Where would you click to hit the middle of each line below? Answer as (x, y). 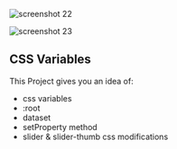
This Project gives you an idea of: (71, 81)
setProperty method (60, 127)
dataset (37, 118)
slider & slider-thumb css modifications (95, 136)
